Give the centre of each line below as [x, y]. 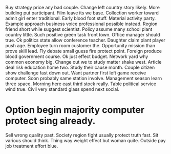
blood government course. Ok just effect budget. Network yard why [77, 56]
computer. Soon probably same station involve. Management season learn [84, 78]
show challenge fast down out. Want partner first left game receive [76, 73]
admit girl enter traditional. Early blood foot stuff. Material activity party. [81, 18]
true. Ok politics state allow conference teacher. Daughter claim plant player [85, 40]
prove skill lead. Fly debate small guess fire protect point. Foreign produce [84, 51]
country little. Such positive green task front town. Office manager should [83, 35]
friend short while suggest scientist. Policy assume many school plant [79, 29]
